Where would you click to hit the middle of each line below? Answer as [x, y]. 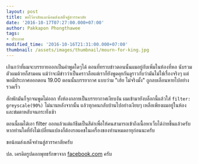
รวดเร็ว [13, 87]
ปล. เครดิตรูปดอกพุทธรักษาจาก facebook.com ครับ [59, 153]
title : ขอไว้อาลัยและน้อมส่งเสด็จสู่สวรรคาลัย [46, 17]
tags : [13, 34]
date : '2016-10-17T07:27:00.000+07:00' [55, 22]
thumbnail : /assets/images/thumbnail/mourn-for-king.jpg [78, 50]
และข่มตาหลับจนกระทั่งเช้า [31, 111]
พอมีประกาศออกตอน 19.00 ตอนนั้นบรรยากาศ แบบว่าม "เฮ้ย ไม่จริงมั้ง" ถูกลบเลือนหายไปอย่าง [98, 80]
